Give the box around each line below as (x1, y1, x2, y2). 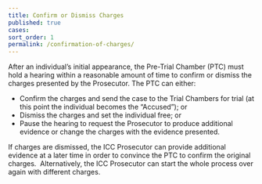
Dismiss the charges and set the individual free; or (19, 110, 182, 120)
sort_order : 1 (8, 33, 55, 41)
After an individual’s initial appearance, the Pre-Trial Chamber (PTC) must (8, 62, 244, 71)
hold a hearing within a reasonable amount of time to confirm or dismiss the (8, 70, 253, 80)
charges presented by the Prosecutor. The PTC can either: (8, 79, 196, 88)
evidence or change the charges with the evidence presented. (19, 127, 221, 137)
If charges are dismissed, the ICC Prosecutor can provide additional (8, 143, 227, 152)
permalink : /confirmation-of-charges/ (8, 41, 135, 49)
